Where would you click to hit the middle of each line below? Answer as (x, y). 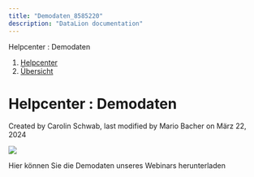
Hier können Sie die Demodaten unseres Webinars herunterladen (117, 166)
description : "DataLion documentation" (76, 24)
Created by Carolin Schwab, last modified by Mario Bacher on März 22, (127, 126)
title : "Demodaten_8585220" (56, 16)
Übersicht (37, 71)
